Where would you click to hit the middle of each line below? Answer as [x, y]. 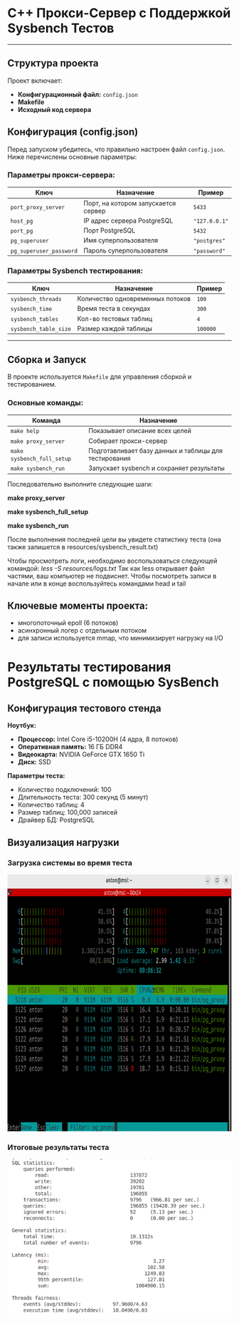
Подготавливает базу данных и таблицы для [155, 450]
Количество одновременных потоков [134, 299]
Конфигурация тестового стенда [84, 708]
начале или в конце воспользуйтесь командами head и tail [97, 584]
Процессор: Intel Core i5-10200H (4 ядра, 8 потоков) [98, 739]
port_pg [22, 231]
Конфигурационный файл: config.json [78, 94]
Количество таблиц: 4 [51, 805]
